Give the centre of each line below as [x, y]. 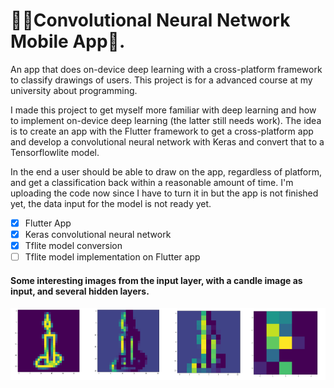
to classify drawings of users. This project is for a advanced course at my [161, 80]
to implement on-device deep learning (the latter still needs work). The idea [166, 120]
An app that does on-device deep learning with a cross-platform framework [166, 69]
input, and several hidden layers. [80, 291]
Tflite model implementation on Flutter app [112, 257]
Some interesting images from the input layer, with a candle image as [156, 280]
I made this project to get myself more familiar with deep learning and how [163, 110]
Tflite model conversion [73, 246]
